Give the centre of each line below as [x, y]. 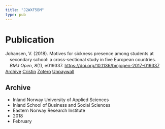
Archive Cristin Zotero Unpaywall [40, 72]
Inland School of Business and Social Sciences [61, 105]
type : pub [16, 15]
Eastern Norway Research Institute [49, 110]
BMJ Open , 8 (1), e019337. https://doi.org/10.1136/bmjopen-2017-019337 [85, 66]
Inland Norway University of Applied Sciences [61, 100]
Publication [30, 40]
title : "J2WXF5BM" [25, 10]
